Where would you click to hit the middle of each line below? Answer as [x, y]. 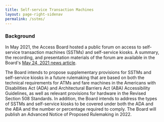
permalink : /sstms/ [25, 19]
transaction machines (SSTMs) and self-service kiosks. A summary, [90, 52]
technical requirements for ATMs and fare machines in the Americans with [81, 82]
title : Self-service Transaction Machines [49, 10]
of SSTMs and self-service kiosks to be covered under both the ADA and [79, 104]
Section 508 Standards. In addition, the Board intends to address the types [81, 98]
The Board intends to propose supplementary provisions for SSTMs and [78, 72]
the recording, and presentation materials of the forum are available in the [80, 57]
